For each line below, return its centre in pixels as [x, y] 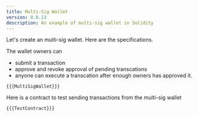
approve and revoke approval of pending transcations [81, 69]
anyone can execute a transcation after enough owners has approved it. [103, 76]
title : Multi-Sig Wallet [37, 12]
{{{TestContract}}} [31, 109]
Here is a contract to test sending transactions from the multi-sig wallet [94, 98]
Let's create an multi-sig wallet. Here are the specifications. [80, 40]
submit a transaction [40, 63]
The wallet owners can [34, 51]
